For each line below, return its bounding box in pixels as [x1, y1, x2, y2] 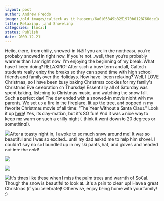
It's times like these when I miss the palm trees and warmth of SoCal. [10, 175, 149, 181]
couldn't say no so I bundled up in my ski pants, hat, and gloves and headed [5, 141, 158, 147]
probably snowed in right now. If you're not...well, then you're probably [5, 53, 147, 59]
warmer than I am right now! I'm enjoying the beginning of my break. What [5, 58, 155, 64]
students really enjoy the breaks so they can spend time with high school [5, 69, 152, 75]
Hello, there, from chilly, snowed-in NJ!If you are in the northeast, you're [5, 48, 151, 54]
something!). [5, 121, 31, 126]
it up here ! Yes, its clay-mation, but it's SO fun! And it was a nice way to [5, 110, 149, 116]
